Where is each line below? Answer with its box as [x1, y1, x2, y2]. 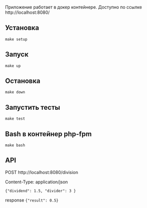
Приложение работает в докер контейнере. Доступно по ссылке [5, 4, 142, 10]
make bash [5, 143, 26, 148]
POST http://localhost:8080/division [5, 169, 78, 175]
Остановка [5, 77, 40, 85]
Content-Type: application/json [5, 179, 68, 185]
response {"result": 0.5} [5, 197, 59, 203]
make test [5, 116, 26, 122]
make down [5, 90, 26, 95]
